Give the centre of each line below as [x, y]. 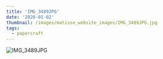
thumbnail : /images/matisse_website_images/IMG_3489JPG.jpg [82, 22]
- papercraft [28, 34]
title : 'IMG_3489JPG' [33, 12]
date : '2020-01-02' [30, 17]
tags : [13, 28]
